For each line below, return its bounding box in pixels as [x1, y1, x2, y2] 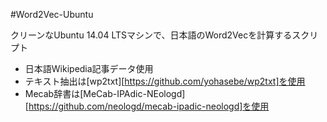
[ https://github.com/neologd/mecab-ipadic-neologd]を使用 [24, 100, 270, 112]
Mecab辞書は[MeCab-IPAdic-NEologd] [24, 88, 186, 99]
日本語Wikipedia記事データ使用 [24, 63, 154, 74]
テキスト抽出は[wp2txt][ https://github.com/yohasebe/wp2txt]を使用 [24, 75, 306, 87]
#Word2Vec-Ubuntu [10, 9, 94, 20]
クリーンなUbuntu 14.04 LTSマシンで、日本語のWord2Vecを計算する [10, 29, 293, 41]
